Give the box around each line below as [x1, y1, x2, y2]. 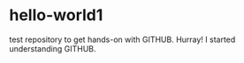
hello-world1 [9, 5, 103, 25]
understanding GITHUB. [9, 43, 96, 53]
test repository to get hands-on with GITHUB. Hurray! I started [9, 34, 236, 45]
